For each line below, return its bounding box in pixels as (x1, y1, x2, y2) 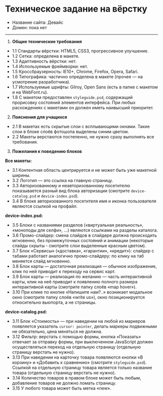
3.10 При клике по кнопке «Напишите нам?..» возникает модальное (12, 289, 153, 295)
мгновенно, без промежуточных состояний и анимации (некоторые (12, 237, 154, 243)
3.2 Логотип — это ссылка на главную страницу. (12, 177, 113, 183)
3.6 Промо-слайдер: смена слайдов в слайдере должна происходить (12, 232, 157, 238)
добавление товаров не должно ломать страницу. (12, 380, 116, 386)
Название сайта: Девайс (12, 19, 64, 25)
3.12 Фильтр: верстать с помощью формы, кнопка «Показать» (12, 333, 141, 339)
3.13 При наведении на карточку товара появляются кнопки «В (12, 354, 143, 360)
